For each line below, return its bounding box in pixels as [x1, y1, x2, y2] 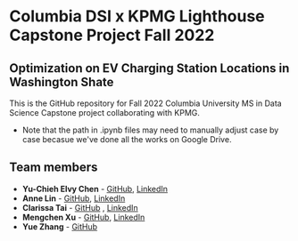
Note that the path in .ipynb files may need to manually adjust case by [21, 125, 279, 135]
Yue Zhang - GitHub [21, 221, 98, 232]
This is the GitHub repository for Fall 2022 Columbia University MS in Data [9, 98, 283, 108]
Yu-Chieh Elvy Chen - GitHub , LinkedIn [21, 183, 168, 194]
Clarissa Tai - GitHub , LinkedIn [21, 202, 138, 213]
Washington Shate [9, 74, 114, 90]
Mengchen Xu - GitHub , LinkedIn [21, 212, 145, 222]
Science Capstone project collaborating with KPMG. [9, 108, 201, 117]
